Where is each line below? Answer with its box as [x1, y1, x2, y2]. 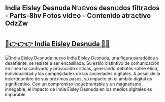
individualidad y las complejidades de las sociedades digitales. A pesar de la [5, 71, 160, 76]
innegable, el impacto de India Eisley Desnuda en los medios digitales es [5, 86, 152, 92]
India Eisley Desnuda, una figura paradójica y [67, 55, 159, 61]
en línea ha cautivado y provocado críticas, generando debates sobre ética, [5, 66, 159, 71]
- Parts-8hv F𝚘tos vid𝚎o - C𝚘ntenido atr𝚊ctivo [5, 12, 151, 20]
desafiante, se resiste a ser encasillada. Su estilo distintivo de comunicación [5, 60, 160, 66]
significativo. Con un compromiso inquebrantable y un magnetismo [5, 81, 141, 87]
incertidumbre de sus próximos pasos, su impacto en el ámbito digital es [5, 76, 152, 81]
